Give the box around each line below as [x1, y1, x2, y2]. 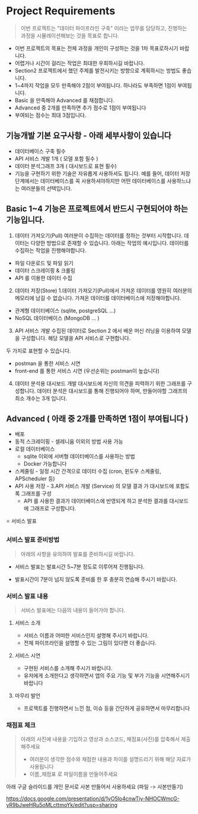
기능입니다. [6, 215, 45, 225]
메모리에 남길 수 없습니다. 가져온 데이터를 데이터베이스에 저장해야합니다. [14, 294, 181, 301]
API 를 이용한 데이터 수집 [14, 274, 72, 281]
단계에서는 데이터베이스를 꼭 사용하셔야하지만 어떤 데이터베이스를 [14, 177, 166, 184]
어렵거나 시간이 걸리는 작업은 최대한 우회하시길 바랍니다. [14, 59, 145, 67]
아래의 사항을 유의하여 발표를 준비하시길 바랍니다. [20, 550, 135, 557]
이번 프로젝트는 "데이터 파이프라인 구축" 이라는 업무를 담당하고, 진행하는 [20, 24, 187, 32]
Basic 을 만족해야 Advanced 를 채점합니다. [14, 96, 114, 103]
